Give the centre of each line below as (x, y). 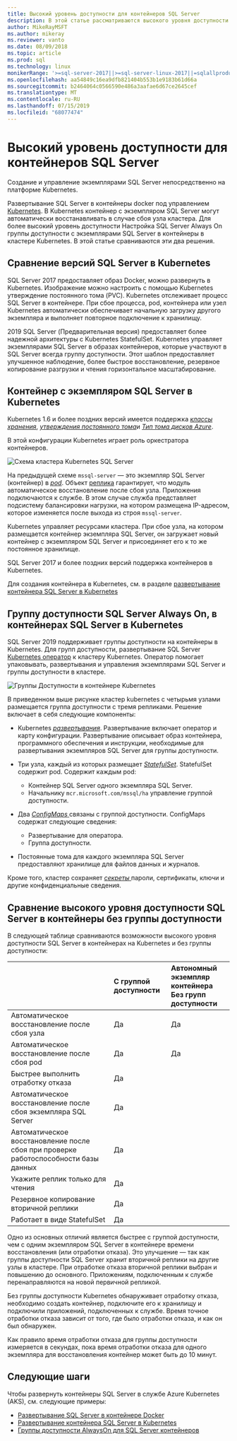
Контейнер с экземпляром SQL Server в (100, 391)
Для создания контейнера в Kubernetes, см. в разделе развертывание (114, 584)
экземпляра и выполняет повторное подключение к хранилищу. (105, 317)
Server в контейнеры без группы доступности (115, 919)
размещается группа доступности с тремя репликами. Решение (105, 707)
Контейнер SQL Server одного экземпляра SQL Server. (110, 786)
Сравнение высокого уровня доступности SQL (116, 908)
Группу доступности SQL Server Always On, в (112, 613)
